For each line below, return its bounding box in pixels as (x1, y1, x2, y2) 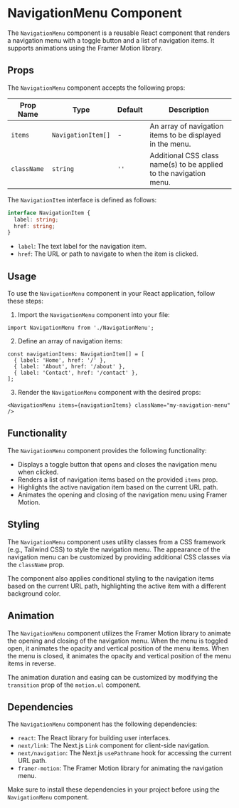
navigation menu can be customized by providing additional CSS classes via (7, 552, 231, 561)
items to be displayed (149, 130, 221, 140)
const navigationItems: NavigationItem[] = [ (7, 351, 144, 358)
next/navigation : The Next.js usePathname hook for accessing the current (17, 749, 232, 757)
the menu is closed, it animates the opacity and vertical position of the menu (7, 651, 231, 660)
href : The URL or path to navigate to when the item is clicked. (17, 249, 198, 258)
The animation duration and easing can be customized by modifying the (7, 673, 218, 681)
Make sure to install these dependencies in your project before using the (7, 785, 221, 794)
